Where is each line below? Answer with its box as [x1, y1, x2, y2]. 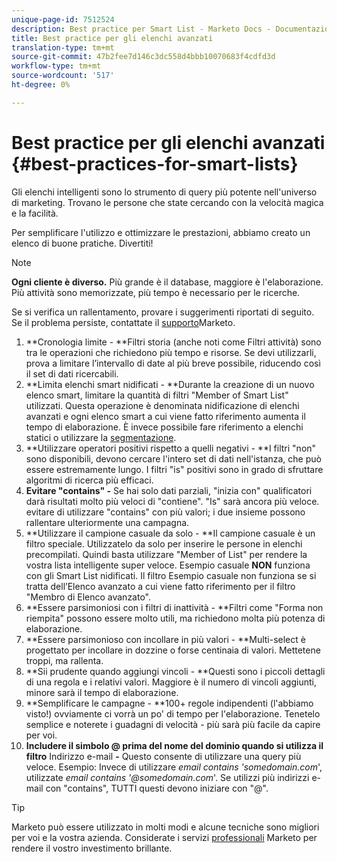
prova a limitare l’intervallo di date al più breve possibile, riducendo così [25, 357, 321, 369]
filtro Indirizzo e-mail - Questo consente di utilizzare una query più [25, 750, 302, 762]
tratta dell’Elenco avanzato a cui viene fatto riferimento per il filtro [25, 580, 296, 592]
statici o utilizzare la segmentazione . [25, 431, 177, 443]
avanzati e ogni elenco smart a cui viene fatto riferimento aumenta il [25, 410, 306, 422]
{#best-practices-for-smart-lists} [11, 152, 299, 175]
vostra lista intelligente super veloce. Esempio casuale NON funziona [25, 559, 311, 571]
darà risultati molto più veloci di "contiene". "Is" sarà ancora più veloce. [25, 495, 320, 507]
